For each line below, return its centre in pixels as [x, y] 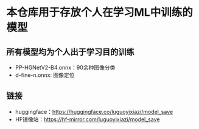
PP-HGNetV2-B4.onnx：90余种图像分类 [65, 68]
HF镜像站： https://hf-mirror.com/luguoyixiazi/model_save [87, 119]
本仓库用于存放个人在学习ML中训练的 [100, 12]
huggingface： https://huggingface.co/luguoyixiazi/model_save [94, 111]
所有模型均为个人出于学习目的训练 [70, 52]
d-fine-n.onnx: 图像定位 [45, 75]
